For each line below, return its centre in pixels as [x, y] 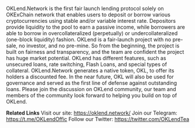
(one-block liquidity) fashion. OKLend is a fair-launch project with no [89, 39]
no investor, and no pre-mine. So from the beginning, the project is [99, 46]
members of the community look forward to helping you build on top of [92, 95]
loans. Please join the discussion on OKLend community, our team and [91, 89]
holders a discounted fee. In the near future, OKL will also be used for [90, 77]
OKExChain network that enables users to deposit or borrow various [88, 15]
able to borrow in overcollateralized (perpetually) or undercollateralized [92, 33]
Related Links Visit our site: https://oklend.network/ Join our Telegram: [92, 113]
